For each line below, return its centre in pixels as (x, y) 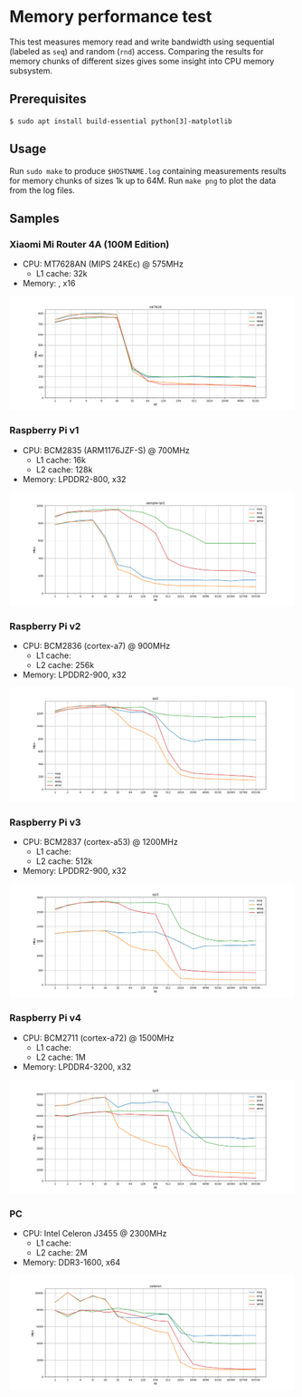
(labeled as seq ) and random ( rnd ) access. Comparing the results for (137, 51)
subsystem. (31, 71)
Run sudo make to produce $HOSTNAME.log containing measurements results (148, 170)
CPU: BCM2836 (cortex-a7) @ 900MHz (96, 646)
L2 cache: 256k (65, 665)
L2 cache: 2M (61, 1253)
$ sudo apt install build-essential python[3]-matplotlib (121, 121)
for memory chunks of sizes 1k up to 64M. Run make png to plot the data (143, 180)
